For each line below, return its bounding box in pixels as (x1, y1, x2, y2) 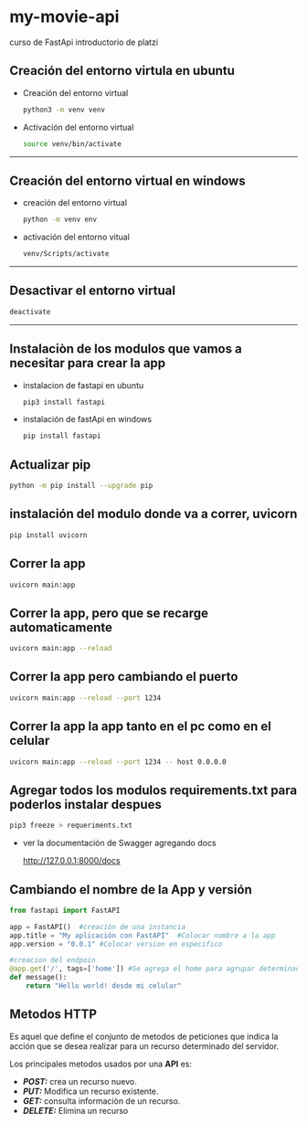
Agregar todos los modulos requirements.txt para (9, 782, 298, 798)
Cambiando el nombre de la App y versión (9, 882, 253, 897)
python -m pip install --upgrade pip (9, 482, 153, 491)
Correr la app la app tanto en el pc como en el (9, 719, 271, 735)
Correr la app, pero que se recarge (9, 605, 208, 620)
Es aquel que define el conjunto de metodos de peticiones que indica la (9, 1031, 279, 1042)
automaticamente (9, 620, 112, 635)
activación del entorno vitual (22, 231, 131, 243)
